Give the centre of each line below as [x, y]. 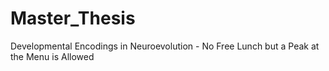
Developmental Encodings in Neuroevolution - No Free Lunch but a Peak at [165, 46]
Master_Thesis [73, 18]
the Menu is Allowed [52, 56]
